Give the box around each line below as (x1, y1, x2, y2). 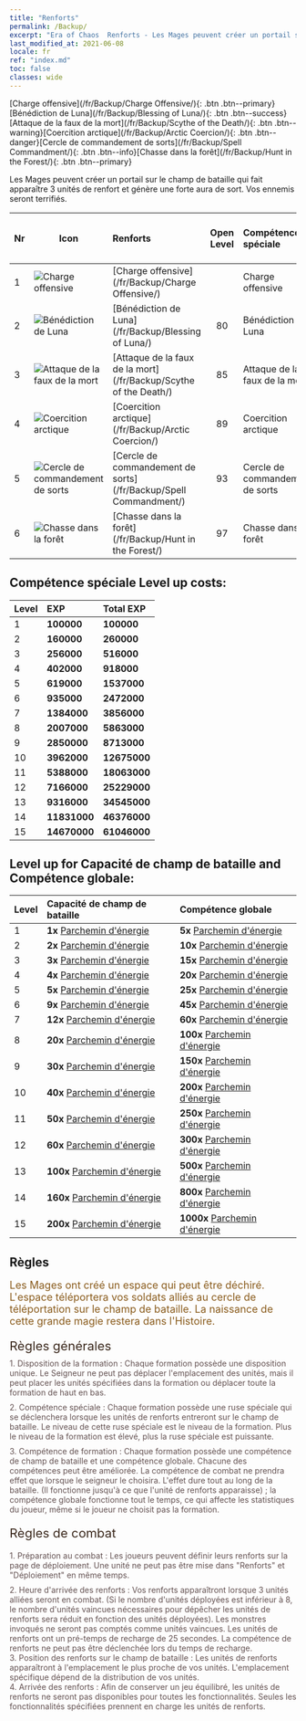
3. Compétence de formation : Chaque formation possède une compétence (9, 1446, 292, 1457)
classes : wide (9, 73, 64, 82)
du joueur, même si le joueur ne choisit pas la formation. (9, 1504, 220, 1516)
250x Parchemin (178, 1107, 251, 1119)
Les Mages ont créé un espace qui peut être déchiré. (9, 1279, 265, 1292)
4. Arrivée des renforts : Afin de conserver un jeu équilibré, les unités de (9, 1682, 280, 1693)
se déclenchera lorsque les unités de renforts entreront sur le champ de (9, 1411, 280, 1422)
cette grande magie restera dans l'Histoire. (9, 1315, 216, 1328)
